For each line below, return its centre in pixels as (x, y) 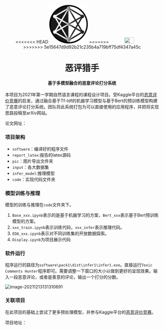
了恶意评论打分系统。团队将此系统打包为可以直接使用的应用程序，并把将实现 (82, 107)
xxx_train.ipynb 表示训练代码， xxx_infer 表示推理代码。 (68, 227)
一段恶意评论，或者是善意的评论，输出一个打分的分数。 (65, 277)
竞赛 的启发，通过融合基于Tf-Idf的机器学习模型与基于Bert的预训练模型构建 (83, 101)
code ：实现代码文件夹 (34, 179)
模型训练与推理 (23, 193)
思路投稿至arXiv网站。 (27, 113)
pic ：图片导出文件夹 (33, 161)
